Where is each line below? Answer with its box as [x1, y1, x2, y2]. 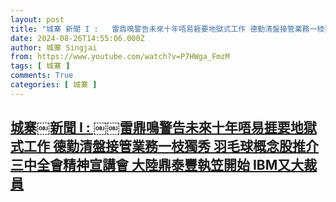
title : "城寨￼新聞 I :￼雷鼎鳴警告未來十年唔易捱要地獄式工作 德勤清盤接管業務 [10, 24, 310, 34]
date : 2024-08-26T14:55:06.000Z [10, 33, 145, 43]
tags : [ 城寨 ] [10, 61, 71, 71]
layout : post [10, 14, 65, 25]
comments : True [10, 71, 74, 81]
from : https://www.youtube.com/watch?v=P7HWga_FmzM [10, 52, 230, 62]
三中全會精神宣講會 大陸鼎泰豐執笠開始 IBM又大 [10, 157, 305, 174]
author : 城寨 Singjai [10, 42, 98, 53]
